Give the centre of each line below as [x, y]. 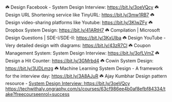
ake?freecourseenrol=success [37, 94]
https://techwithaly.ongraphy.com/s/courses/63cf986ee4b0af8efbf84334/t [85, 89]
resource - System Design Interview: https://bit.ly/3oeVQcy [68, 83]
